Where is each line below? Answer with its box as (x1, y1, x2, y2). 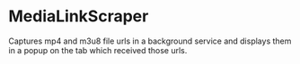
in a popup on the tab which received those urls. (8, 44, 188, 55)
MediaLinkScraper (8, 6, 149, 27)
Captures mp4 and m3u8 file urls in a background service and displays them (8, 36, 292, 46)
